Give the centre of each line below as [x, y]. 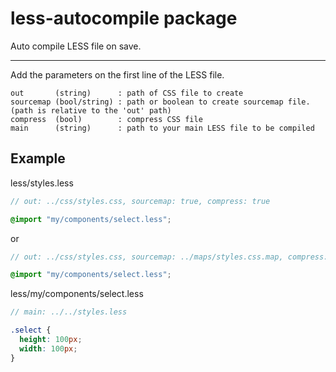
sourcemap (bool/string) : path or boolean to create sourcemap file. [160, 102]
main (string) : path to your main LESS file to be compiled [162, 128]
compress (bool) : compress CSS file [106, 119]
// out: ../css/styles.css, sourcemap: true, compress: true [140, 201]
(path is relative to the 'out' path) [91, 110]
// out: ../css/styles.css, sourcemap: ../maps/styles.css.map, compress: [169, 257]
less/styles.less [42, 183]
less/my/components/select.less [77, 294]
